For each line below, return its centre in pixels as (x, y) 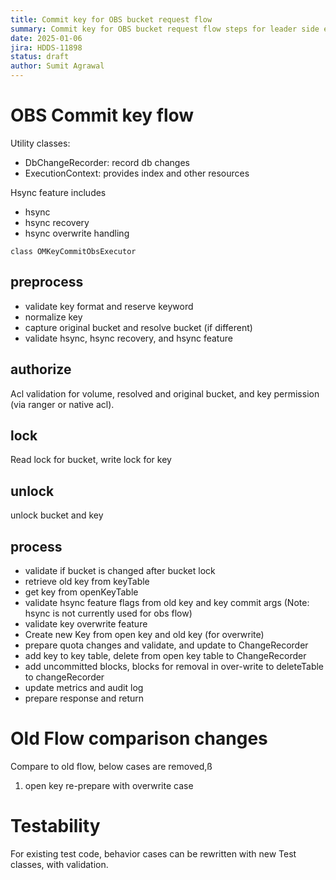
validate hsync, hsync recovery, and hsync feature (128, 338)
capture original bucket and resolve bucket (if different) (138, 327)
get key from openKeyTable (81, 592)
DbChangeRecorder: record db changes (107, 162)
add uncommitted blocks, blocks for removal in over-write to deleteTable (174, 666)
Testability (55, 826)
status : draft (40, 57)
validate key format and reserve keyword (109, 306)
